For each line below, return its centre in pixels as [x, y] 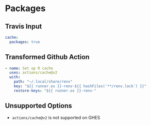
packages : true [25, 42]
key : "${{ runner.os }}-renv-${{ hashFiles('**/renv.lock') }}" [80, 86]
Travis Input [24, 26]
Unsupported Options [39, 106]
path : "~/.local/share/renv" [43, 82]
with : [15, 77]
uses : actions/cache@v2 [33, 73]
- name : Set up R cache [29, 68]
